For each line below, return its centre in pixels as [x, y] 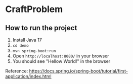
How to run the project [41, 28]
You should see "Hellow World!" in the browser [61, 61]
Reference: [17, 71]
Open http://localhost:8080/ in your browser [61, 56]
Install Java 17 [27, 40]
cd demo [20, 46]
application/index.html [28, 76]
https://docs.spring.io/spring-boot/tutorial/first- [78, 71]
